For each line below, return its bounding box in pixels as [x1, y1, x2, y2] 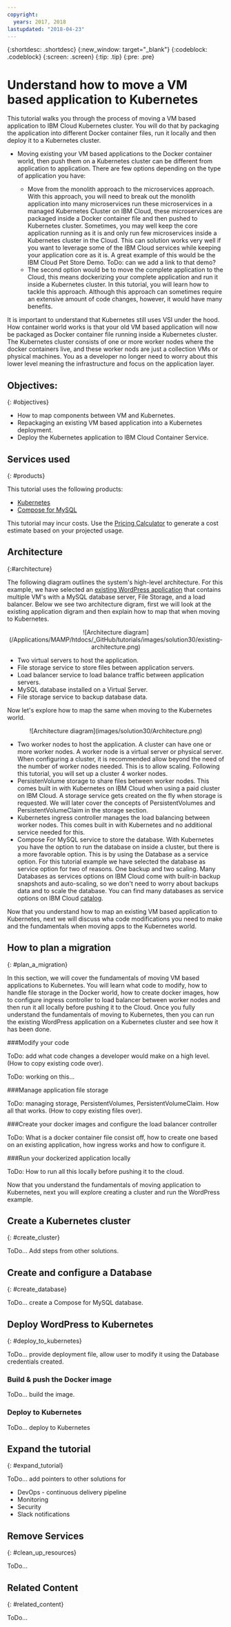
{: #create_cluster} [7, 1233, 60, 1241]
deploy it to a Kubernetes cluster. [7, 137, 101, 145]
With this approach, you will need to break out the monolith [27, 192, 195, 201]
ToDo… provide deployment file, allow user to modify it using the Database [7, 1350, 219, 1358]
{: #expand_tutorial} [7, 1461, 63, 1470]
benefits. [27, 302, 53, 310]
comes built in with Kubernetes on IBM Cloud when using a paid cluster [17, 783, 221, 792]
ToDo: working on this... [7, 1072, 75, 1081]
